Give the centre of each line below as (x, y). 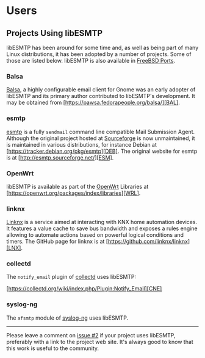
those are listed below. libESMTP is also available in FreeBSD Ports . (91, 61)
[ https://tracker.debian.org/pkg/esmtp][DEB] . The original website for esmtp (102, 151)
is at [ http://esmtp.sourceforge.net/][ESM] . (60, 157)
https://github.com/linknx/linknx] (149, 242)
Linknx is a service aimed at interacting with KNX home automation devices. (102, 222)
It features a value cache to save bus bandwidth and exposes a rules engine (102, 228)
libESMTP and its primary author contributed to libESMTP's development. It (101, 96)
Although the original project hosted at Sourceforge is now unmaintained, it (101, 138)
